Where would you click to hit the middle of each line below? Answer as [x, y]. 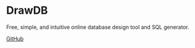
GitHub [15, 38]
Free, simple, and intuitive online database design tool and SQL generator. [98, 27]
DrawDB [27, 10]
